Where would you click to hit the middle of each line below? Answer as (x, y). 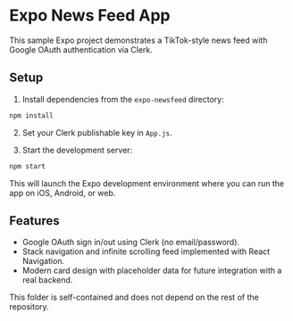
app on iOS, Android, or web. (63, 193)
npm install (31, 115)
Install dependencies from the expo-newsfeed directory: (123, 99)
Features (34, 221)
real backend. (47, 280)
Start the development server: (77, 150)
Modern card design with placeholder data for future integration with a (152, 271)
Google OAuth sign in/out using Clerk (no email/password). (130, 243)
